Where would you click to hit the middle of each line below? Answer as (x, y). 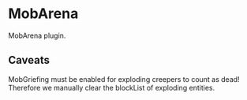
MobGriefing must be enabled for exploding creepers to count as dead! (124, 79)
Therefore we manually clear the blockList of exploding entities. (112, 87)
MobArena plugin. (37, 35)
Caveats (29, 60)
